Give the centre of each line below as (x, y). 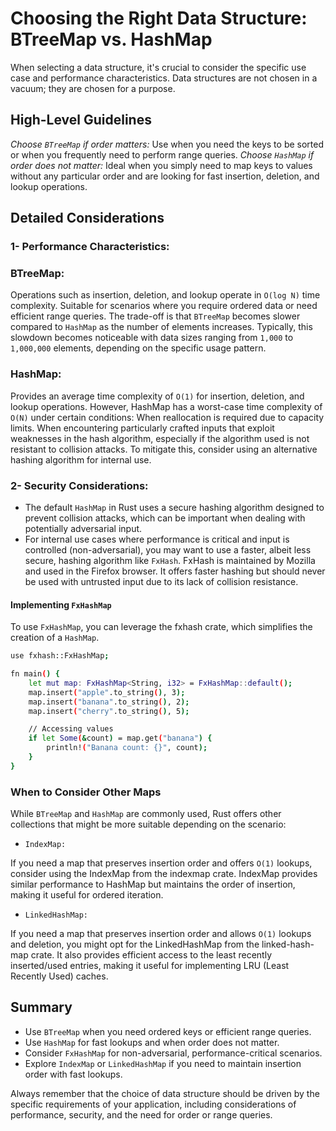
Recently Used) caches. (59, 976)
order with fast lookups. (73, 1074)
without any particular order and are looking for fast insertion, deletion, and (165, 176)
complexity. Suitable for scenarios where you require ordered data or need (164, 306)
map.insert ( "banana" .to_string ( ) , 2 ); (109, 702)
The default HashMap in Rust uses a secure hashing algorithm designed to (174, 507)
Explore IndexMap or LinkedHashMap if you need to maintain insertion (163, 1063)
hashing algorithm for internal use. (81, 459)
